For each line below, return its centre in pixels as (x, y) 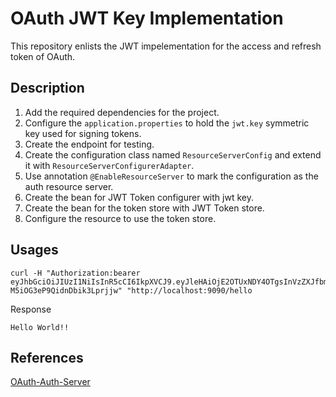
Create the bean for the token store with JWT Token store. (144, 208)
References (47, 357)
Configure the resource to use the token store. (120, 218)
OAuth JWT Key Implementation (147, 18)
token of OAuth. (43, 56)
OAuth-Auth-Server (50, 382)
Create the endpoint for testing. (89, 144)
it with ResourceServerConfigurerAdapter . (109, 165)
